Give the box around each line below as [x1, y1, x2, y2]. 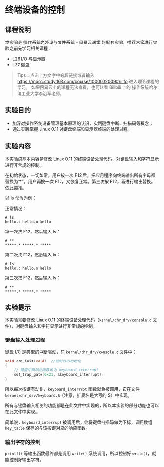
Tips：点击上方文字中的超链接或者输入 [17, 72, 95, 78]
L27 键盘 [12, 62, 30, 67]
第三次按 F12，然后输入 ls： [5, 275, 61, 281]
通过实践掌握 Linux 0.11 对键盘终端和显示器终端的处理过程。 [12, 126, 132, 132]
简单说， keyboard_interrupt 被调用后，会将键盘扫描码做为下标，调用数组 [5, 419, 153, 425]
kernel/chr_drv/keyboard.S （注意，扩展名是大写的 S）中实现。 [5, 392, 132, 398]
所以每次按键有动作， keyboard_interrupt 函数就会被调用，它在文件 [5, 386, 140, 392]
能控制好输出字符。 [5, 457, 44, 463]
